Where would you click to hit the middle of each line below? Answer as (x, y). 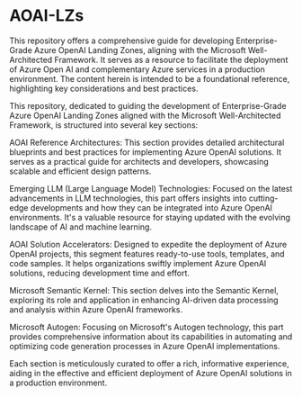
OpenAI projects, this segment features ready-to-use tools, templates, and (147, 254)
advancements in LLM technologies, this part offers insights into (128, 198)
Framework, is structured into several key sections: (104, 125)
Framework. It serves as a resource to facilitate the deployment (171, 59)
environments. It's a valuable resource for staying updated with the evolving (150, 217)
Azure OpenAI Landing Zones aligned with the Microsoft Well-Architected (145, 115)
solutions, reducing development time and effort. (100, 273)
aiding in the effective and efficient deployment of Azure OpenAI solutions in (151, 373)
